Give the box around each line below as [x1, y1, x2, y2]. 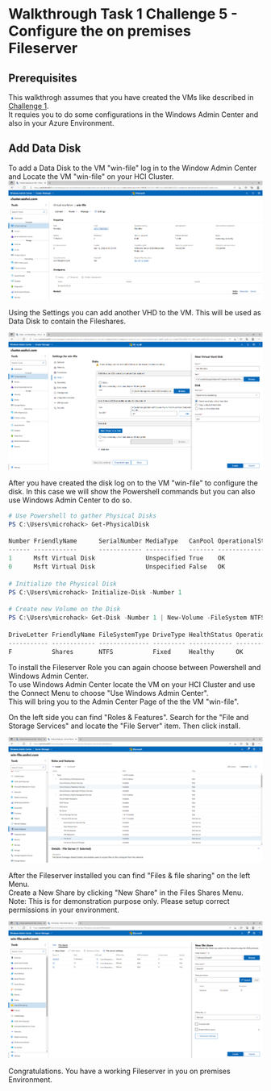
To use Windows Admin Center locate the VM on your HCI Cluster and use [8, 679, 256, 689]
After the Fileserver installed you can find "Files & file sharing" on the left [8, 870, 251, 880]
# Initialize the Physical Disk [8, 580, 117, 588]
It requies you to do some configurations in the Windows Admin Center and [8, 110, 259, 119]
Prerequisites [8, 71, 77, 85]
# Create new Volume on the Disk [8, 606, 121, 614]
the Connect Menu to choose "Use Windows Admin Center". [8, 688, 209, 697]
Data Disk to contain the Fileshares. [8, 316, 127, 326]
